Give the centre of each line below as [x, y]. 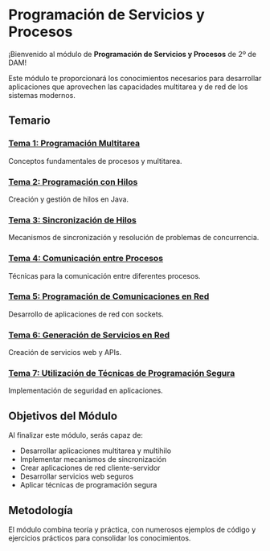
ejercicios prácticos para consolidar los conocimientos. [100, 538]
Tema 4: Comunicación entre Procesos [86, 259]
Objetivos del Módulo [63, 416]
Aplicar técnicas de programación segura [88, 485]
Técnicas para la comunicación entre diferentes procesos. [104, 275]
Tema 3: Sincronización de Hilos [72, 220]
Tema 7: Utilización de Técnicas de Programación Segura [122, 373]
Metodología [41, 510]
